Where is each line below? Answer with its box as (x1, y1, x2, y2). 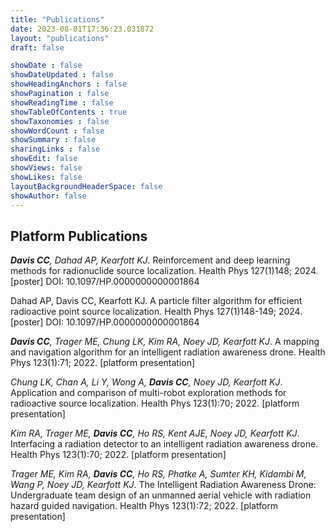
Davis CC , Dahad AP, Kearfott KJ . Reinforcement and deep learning (10, 254, 291, 266)
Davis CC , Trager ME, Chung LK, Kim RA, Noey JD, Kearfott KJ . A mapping (10, 336, 320, 348)
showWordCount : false (10, 126, 105, 136)
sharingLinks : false (10, 144, 101, 155)
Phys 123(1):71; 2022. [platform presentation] (10, 357, 196, 369)
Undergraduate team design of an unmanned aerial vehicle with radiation (10, 489, 312, 501)
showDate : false (10, 61, 83, 71)
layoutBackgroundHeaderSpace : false (10, 181, 163, 191)
